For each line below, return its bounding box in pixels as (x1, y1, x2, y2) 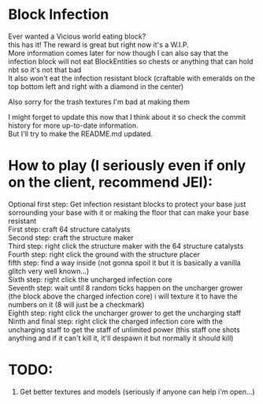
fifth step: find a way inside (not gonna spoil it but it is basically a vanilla (8, 258, 242, 267)
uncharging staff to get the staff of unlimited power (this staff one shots (8, 324, 240, 334)
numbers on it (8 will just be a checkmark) (8, 299, 145, 309)
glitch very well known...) (8, 266, 90, 276)
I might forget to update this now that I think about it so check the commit (8, 112, 246, 121)
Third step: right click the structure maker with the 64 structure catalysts (8, 241, 244, 250)
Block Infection (8, 6, 109, 24)
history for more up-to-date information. (8, 120, 139, 130)
